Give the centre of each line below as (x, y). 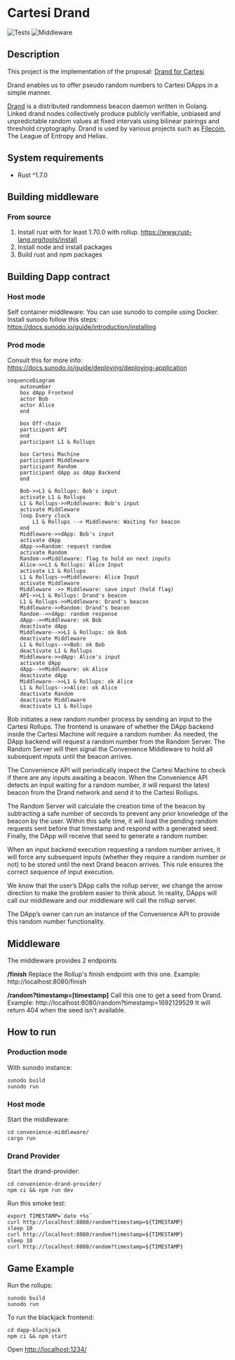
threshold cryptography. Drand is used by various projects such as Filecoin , (116, 128)
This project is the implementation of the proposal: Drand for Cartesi (106, 71)
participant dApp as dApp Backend (70, 473)
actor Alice (37, 405)
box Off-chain (40, 424)
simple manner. (29, 92)
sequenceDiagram (31, 381)
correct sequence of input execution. (61, 872)
